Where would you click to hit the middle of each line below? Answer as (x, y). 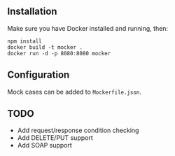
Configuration (38, 75)
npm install (24, 41)
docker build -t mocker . (45, 47)
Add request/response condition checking (78, 130)
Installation (32, 12)
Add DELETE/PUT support (55, 138)
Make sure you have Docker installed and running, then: (88, 28)
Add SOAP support (44, 146)
